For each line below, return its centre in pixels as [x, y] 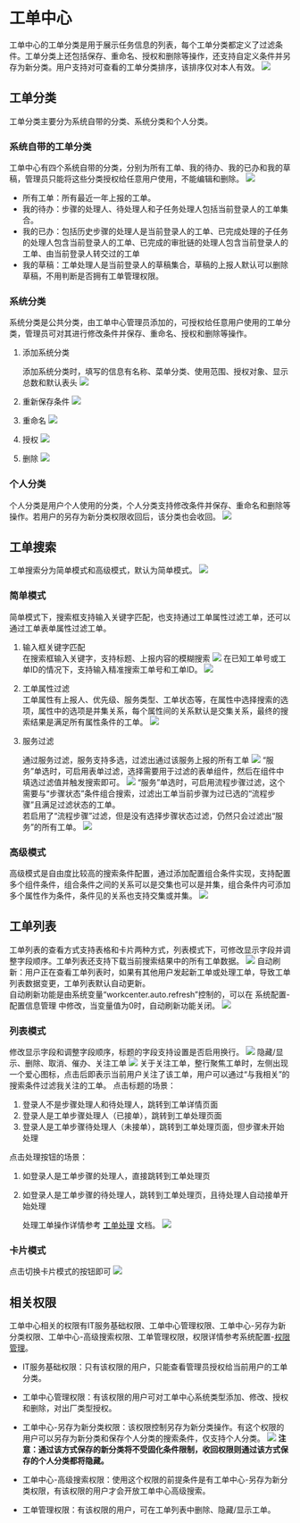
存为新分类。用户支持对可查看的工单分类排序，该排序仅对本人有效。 [134, 67]
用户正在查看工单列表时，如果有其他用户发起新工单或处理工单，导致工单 [158, 972]
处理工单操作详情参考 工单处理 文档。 [91, 1226]
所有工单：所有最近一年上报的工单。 [89, 198]
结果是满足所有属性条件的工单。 [89, 722]
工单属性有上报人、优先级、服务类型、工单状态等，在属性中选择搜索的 [151, 699]
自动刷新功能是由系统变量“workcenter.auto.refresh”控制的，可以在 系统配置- [150, 994]
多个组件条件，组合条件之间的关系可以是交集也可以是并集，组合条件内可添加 [150, 884]
